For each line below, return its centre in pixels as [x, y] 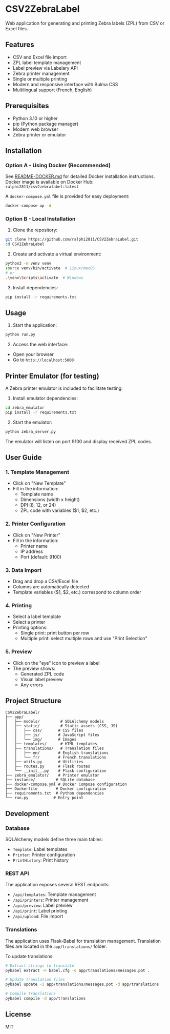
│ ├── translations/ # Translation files [55, 749]
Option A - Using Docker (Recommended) [58, 165]
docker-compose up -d [28, 206]
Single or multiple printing [40, 79]
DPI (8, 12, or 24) [38, 505]
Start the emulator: [33, 422]
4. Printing [19, 605]
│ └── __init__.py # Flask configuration [56, 771]
